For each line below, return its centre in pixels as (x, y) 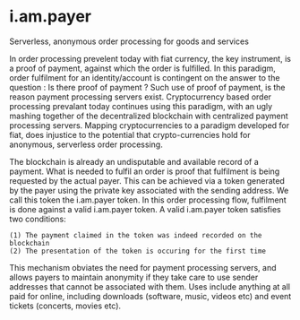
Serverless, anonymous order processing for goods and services (129, 41)
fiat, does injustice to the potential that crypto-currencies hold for (130, 134)
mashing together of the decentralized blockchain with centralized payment (149, 116)
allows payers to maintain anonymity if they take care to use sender (134, 277)
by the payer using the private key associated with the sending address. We (149, 190)
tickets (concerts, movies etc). (65, 306)
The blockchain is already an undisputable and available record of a (134, 161)
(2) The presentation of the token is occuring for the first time (138, 251)
